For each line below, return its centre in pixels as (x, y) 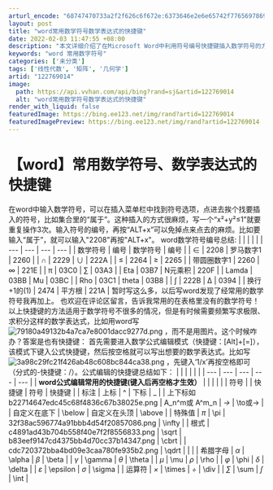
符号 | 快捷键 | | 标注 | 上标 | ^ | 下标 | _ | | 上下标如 (113, 392)
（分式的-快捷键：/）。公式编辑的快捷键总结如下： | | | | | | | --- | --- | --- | (131, 372)
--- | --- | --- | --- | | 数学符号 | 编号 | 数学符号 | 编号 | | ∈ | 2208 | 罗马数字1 (135, 250)
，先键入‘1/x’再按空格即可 (208, 361)
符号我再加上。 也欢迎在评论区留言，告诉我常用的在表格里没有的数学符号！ (134, 300)
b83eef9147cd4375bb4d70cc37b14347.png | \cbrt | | (97, 440)
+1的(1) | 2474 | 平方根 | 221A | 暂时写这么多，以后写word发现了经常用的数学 (136, 291)
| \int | (18, 478)
